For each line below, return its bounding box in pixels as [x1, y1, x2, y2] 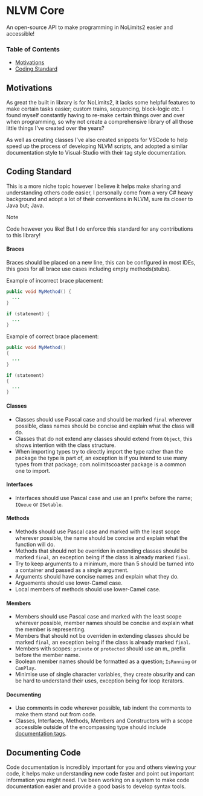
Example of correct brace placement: [6, 333, 99, 340]
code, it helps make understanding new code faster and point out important [6, 770, 195, 777]
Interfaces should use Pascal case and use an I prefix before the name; [14, 494, 193, 501]
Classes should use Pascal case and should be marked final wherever [14, 416, 192, 423]
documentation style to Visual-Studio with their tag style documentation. [6, 149, 187, 156]
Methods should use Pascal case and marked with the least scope [14, 528, 180, 535]
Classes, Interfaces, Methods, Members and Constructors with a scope [14, 717, 193, 725]
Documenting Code [6, 747, 82, 758]
